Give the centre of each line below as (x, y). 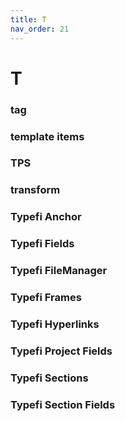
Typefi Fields (42, 244)
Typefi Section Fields (63, 404)
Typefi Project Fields (61, 351)
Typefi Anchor (46, 217)
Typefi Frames (46, 298)
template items (47, 136)
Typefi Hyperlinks (55, 324)
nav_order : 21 (40, 29)
